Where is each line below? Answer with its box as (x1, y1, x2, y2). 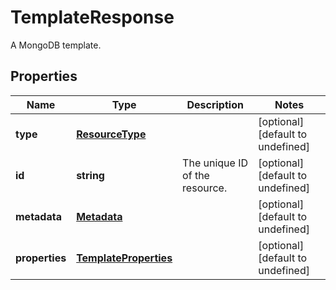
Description (186, 97, 244, 111)
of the (182, 168, 210, 182)
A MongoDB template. (10, 39, 102, 51)
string (76, 168, 105, 182)
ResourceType (76, 127, 147, 141)
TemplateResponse (10, 6, 175, 29)
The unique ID (182, 156, 249, 170)
